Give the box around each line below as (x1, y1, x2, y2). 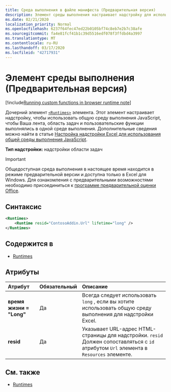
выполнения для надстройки (82, 311, 154, 318)
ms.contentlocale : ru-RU (5, 41, 58, 46)
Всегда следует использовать (82, 291, 157, 298)
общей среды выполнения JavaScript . (5, 136, 88, 143)
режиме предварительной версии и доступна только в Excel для (5, 172, 147, 178)
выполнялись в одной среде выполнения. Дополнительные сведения (5, 126, 157, 132)
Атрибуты (5, 268, 39, 276)
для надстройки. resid (107, 331, 163, 339)
